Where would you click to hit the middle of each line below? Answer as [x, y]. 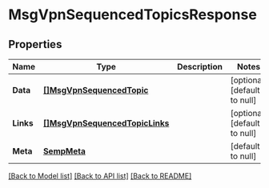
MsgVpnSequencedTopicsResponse [133, 15]
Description [200, 67]
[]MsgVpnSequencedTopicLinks [106, 123]
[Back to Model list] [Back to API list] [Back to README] [100, 176]
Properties [35, 44]
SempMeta [64, 151]
